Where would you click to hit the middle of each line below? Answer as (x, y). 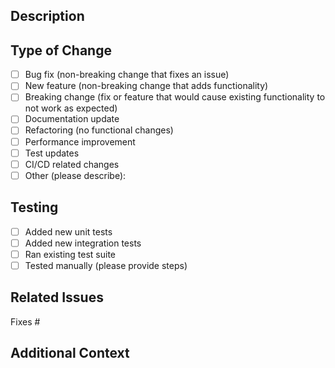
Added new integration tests (83, 243)
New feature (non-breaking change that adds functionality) (146, 86)
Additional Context (70, 353)
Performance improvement (80, 141)
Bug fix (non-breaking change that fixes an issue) (127, 75)
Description (47, 16)
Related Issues (57, 297)
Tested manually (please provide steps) (106, 265)
